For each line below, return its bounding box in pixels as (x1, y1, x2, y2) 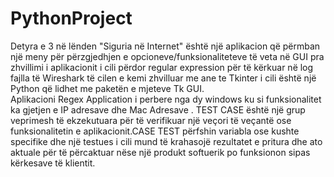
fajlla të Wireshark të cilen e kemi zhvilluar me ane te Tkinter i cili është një (10, 72, 317, 84)
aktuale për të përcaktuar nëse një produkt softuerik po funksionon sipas (10, 146, 311, 158)
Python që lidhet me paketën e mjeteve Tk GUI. (10, 82, 205, 94)
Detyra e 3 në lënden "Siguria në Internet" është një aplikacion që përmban (10, 40, 321, 52)
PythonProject (10, 7, 133, 30)
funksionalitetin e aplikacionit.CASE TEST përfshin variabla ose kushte (10, 125, 300, 137)
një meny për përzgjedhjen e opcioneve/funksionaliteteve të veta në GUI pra (10, 50, 325, 62)
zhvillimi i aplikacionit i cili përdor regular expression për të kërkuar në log (10, 61, 314, 73)
